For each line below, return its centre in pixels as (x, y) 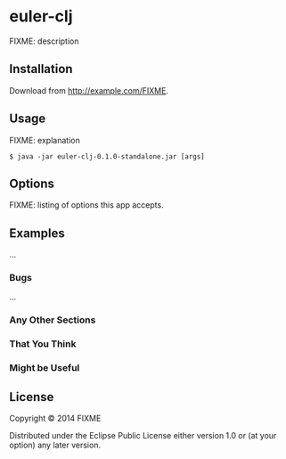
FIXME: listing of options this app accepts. (86, 205)
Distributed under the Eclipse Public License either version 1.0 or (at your (143, 436)
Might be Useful (45, 368)
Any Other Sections (53, 320)
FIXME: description (44, 41)
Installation (41, 69)
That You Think (43, 344)
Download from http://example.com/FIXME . (89, 90)
